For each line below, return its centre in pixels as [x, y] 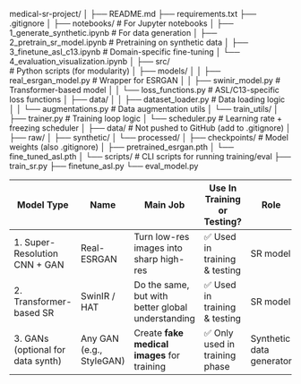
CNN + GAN [39, 265]
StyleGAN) [103, 361]
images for [157, 355]
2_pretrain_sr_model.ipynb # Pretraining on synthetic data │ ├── [129, 42]
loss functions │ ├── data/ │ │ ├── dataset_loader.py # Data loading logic [147, 99]
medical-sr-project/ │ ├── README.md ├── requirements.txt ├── [133, 14]
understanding [164, 318]
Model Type [43, 205]
